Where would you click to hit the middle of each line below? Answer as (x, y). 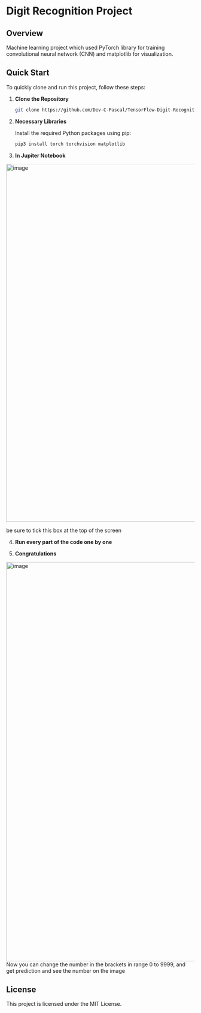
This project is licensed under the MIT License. (64, 1004)
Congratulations (36, 554)
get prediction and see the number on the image (66, 970)
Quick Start (28, 73)
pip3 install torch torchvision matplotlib (70, 144)
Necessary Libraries (41, 121)
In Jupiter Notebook (40, 155)
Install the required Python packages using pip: (73, 133)
